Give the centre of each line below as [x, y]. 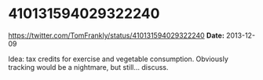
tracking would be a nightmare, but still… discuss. [88, 67]
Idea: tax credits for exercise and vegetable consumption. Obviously [119, 59]
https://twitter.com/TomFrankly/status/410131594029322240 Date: [117, 35]
